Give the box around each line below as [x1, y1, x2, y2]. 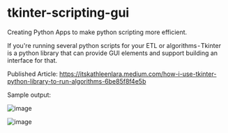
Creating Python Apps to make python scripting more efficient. [7, 28, 188, 36]
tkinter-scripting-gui [7, 5, 130, 21]
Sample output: [7, 91, 51, 99]
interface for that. [7, 56, 58, 64]
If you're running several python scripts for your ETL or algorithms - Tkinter [7, 41, 222, 49]
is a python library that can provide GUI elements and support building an [7, 49, 218, 57]
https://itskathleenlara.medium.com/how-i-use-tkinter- [59, 70, 217, 78]
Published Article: [7, 70, 58, 78]
